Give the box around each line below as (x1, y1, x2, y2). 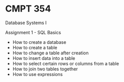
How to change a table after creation (12, 50, 89, 56)
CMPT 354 (5, 3, 51, 15)
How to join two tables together (12, 66, 78, 72)
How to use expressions (12, 71, 63, 77)
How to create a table (12, 44, 57, 50)
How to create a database (12, 39, 67, 45)
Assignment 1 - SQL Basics (5, 29, 61, 35)
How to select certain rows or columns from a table (12, 60, 119, 66)
